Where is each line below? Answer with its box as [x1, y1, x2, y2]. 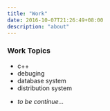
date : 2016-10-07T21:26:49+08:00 [7, 17, 104, 24]
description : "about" [7, 23, 70, 30]
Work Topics [7, 46, 51, 55]
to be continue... [17, 97, 64, 105]
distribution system [17, 84, 73, 92]
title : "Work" [7, 10, 48, 17]
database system [17, 76, 67, 85]
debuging [17, 69, 45, 77]
